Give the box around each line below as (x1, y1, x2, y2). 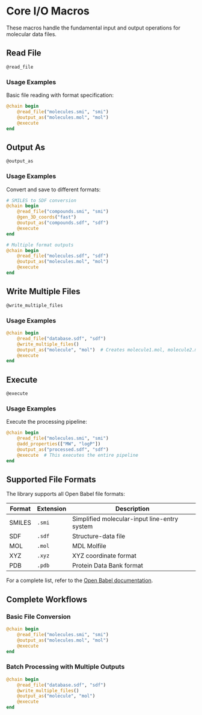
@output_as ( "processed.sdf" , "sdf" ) (17, 447, 109, 453)
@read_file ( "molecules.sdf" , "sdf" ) (17, 253, 109, 259)
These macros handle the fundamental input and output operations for (6, 24, 180, 31)
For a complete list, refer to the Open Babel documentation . (6, 577, 153, 584)
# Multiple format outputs (6, 242, 74, 248)
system (72, 522, 93, 531)
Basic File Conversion (6, 612, 71, 621)
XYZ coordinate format (72, 552, 137, 560)
